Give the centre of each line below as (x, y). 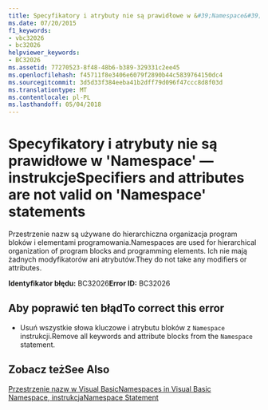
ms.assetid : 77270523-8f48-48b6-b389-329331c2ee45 (94, 68)
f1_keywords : (30, 30)
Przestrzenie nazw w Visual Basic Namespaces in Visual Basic (110, 388)
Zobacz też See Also (59, 370)
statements (47, 212)
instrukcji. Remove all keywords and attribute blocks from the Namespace (136, 336)
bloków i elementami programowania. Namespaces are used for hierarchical (132, 242)
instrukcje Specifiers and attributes (126, 178)
